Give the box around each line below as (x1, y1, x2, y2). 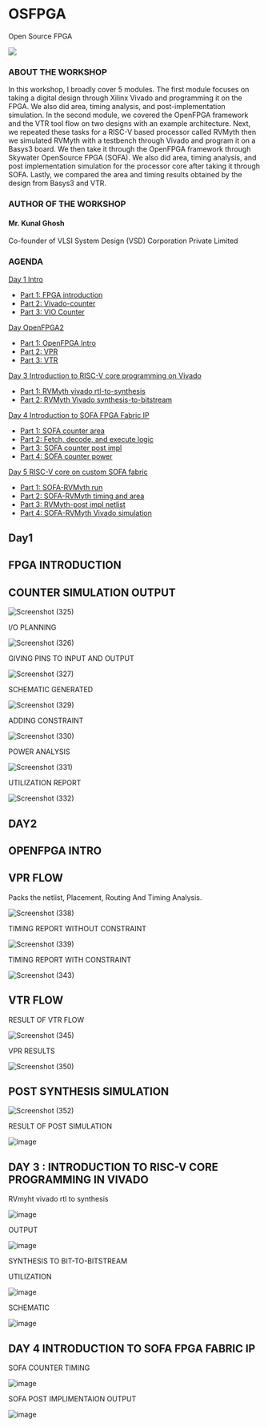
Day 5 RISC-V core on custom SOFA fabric (8, 467, 148, 476)
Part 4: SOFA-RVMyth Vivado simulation (19, 508, 152, 517)
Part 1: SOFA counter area (19, 426, 106, 436)
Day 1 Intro (8, 274, 44, 284)
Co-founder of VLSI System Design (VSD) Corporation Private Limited (8, 236, 238, 245)
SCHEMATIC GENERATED (8, 685, 94, 695)
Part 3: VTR (19, 355, 58, 365)
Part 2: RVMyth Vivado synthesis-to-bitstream (19, 395, 173, 404)
